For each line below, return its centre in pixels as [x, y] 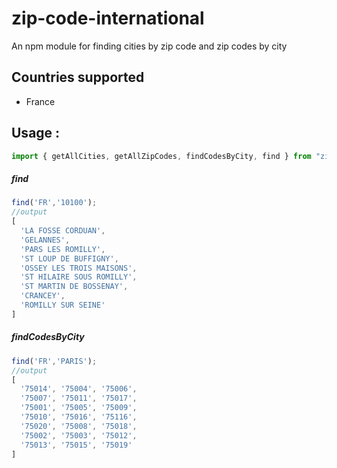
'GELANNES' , [45, 240]
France [40, 101]
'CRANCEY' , [43, 296]
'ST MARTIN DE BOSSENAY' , [74, 287]
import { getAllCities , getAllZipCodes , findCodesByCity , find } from [161, 156]
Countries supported [78, 77]
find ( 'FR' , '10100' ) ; [54, 203]
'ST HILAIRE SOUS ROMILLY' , [79, 277]
